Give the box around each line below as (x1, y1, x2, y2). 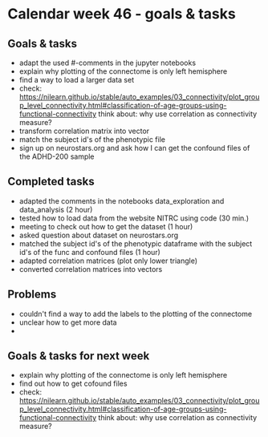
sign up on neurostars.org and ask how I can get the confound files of (18, 144, 250, 152)
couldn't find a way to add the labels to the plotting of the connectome (18, 309, 253, 318)
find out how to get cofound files (18, 378, 128, 389)
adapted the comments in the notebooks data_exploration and (18, 196, 225, 205)
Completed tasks (7, 175, 95, 188)
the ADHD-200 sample (18, 152, 95, 161)
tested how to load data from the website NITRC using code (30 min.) (18, 213, 250, 223)
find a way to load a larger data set (18, 75, 134, 84)
